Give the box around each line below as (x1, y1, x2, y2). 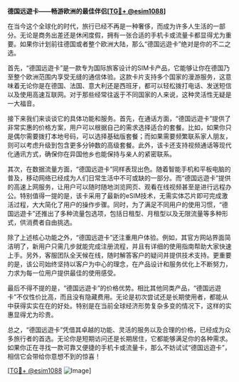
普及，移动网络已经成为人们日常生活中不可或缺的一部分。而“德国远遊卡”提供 (7, 174, 231, 182)
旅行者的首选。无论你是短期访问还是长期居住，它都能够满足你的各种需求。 (13, 334, 232, 343)
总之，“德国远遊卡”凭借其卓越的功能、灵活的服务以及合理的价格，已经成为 (7, 326, 225, 334)
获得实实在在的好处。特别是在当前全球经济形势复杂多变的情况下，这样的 (13, 302, 225, 310)
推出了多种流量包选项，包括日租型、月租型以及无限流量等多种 (41, 209, 223, 217)
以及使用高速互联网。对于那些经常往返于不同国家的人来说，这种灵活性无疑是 (7, 90, 232, 99)
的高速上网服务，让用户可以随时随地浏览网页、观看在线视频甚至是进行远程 (7, 182, 225, 191)
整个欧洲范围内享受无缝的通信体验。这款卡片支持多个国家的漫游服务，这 (13, 72, 225, 81)
